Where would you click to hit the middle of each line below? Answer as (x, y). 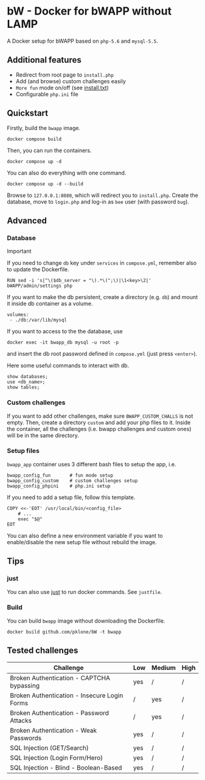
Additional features (44, 60)
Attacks (21, 720)
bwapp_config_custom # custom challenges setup (72, 481)
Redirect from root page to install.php (65, 75)
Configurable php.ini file (47, 94)
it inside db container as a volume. (50, 304)
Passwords (26, 738)
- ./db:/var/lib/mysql (38, 320)
